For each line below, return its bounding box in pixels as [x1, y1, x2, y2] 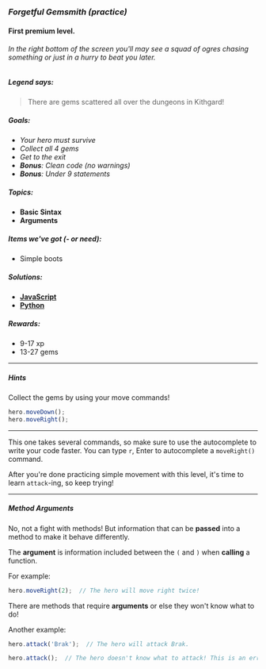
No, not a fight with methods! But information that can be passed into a [8, 523, 241, 533]
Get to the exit [19, 152, 66, 162]
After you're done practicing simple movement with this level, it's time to [8, 469, 244, 479]
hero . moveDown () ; [8, 408, 66, 416]
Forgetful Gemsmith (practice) [8, 6, 128, 17]
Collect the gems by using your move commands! [8, 392, 170, 402]
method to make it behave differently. [8, 532, 131, 541]
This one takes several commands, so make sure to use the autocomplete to [8, 437, 257, 447]
